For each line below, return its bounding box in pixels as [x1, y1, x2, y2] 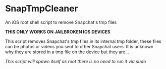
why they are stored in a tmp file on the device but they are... [5, 49, 130, 55]
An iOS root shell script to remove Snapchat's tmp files [5, 19, 117, 25]
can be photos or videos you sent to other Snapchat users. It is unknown [5, 43, 154, 49]
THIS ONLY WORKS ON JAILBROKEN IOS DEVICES [5, 29, 111, 34]
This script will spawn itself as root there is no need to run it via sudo [5, 58, 146, 64]
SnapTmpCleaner [5, 3, 78, 14]
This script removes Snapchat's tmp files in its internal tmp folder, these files [5, 38, 162, 44]
